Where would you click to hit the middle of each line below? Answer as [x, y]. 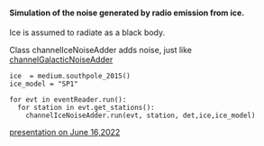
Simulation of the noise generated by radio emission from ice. [127, 13]
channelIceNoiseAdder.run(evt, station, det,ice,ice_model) [141, 116]
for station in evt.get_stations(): [86, 108]
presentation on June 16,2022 [65, 132]
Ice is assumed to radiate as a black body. [87, 32]
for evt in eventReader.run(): [68, 100]
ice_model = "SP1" [44, 84]
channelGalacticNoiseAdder [61, 59]
